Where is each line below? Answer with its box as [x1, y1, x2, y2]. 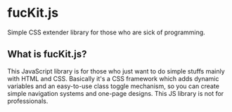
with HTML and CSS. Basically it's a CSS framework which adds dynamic [7, 74, 219, 83]
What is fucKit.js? [7, 48, 87, 60]
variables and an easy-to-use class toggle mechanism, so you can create [7, 82, 220, 90]
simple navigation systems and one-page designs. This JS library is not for [7, 89, 224, 97]
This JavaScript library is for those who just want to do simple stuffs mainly [7, 66, 225, 75]
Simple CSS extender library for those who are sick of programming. [7, 28, 205, 36]
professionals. [7, 97, 49, 105]
